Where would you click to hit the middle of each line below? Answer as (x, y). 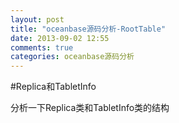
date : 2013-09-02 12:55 (60, 38)
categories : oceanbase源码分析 (72, 57)
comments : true (42, 47)
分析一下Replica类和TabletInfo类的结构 (90, 108)
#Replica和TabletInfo (53, 87)
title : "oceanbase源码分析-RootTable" (88, 29)
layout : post (37, 19)
